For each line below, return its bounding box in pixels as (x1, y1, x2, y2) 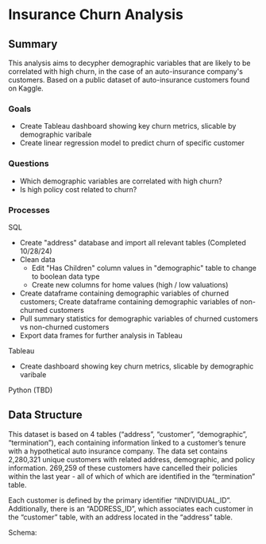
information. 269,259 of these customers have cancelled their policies (8, 463, 238, 473)
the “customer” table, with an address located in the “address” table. (8, 512, 233, 522)
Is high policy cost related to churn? (19, 184, 137, 194)
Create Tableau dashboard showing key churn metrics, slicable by (19, 122, 237, 131)
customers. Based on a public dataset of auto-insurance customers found (8, 75, 250, 84)
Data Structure (8, 408, 83, 422)
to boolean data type (31, 272, 100, 281)
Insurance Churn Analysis (8, 6, 184, 24)
